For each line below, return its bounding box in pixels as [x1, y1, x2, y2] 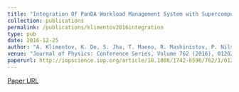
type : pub [7, 30, 37, 38]
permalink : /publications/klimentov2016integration [7, 24, 164, 31]
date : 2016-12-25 [7, 37, 59, 44]
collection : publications [7, 17, 84, 24]
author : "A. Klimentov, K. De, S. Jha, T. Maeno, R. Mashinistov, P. [7, 44, 218, 51]
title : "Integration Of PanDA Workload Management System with [7, 10, 199, 18]
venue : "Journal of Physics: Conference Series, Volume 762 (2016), [7, 51, 215, 58]
